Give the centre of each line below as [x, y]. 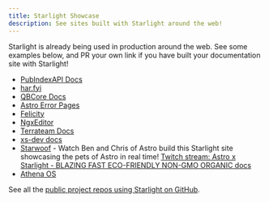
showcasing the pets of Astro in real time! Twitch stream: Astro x [128, 156]
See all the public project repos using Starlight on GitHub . [104, 189]
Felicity [32, 113]
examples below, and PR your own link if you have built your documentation [134, 55]
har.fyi [31, 88]
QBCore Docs [43, 96]
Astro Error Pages [50, 105]
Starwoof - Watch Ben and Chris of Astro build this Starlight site [126, 148]
